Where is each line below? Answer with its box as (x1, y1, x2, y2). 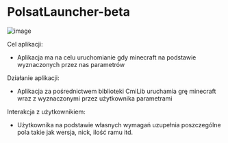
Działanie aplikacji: (7, 73, 60, 82)
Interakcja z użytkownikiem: (7, 107, 86, 116)
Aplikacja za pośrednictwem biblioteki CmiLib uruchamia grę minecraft (16, 87, 216, 95)
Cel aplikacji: (7, 40, 43, 48)
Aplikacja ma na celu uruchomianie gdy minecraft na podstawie (16, 53, 197, 62)
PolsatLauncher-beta (7, 4, 130, 20)
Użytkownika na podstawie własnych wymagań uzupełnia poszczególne (16, 120, 221, 129)
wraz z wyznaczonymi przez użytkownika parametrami (16, 94, 173, 103)
